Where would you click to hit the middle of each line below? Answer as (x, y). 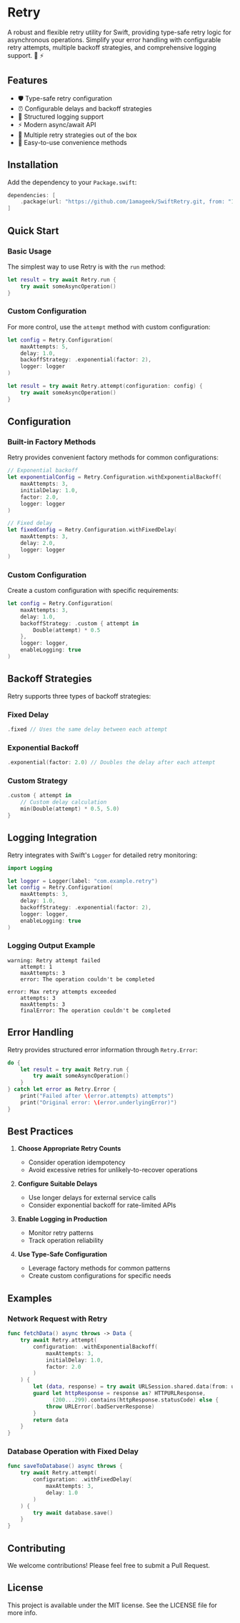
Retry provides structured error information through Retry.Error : (102, 1049)
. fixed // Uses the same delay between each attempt (87, 729)
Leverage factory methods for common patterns (99, 1268)
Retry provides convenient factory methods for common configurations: (113, 457)
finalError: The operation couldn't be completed (96, 1010)
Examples (30, 1298)
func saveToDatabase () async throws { (65, 1466)
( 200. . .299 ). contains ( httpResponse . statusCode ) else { (136, 1400)
